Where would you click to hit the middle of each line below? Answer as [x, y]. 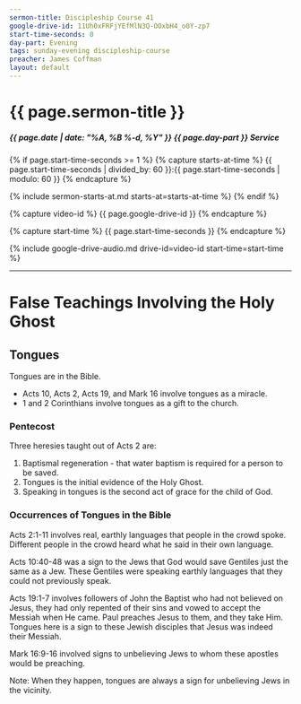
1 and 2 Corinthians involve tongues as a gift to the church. [130, 404]
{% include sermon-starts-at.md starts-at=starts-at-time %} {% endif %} [144, 196]
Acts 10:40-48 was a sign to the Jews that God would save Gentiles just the [149, 561]
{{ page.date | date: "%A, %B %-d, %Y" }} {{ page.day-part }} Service [144, 137]
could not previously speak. [60, 580]
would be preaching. [47, 663]
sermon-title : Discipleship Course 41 [82, 17]
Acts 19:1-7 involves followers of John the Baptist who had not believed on [146, 598]
